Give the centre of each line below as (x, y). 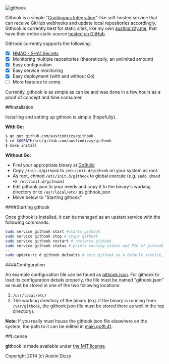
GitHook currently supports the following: (48, 44)
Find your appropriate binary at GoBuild (53, 165)
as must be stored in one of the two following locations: (63, 286)
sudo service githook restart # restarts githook (59, 241)
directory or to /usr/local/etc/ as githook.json (61, 192)
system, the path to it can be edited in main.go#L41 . (59, 327)
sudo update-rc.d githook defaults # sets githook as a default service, (84, 255)
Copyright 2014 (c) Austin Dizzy (38, 356)
